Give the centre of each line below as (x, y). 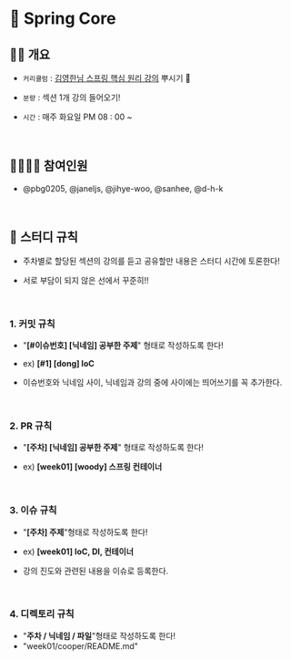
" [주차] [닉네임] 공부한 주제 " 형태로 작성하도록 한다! (113, 448)
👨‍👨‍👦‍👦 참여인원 (49, 166)
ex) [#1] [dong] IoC (59, 363)
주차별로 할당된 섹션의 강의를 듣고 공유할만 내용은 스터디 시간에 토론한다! (151, 261)
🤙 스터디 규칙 (44, 237)
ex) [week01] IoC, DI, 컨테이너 (78, 552)
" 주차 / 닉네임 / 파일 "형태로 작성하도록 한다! (99, 635)
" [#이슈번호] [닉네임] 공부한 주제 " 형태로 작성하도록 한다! (123, 345)
